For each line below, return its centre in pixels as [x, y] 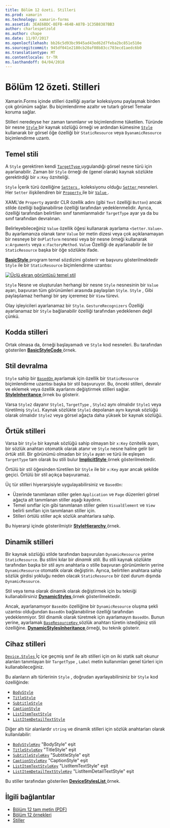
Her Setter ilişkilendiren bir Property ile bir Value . [57, 192]
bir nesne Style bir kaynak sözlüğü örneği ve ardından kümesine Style [79, 127]
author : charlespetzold [30, 29]
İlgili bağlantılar [30, 797]
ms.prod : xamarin [24, 15]
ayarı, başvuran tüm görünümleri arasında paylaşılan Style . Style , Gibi [79, 290]
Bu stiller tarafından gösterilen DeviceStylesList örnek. [63, 781]
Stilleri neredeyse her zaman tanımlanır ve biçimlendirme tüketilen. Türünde [84, 122]
